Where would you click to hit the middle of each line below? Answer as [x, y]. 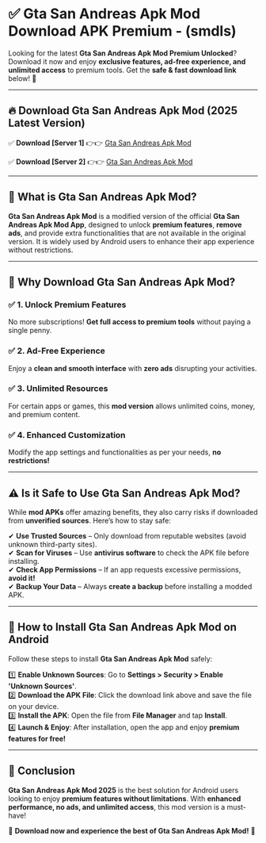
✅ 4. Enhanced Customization [67, 435]
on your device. [34, 706]
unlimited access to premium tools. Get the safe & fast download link [122, 70]
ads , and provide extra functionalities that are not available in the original [127, 233]
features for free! [37, 738]
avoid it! [22, 578]
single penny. [30, 331]
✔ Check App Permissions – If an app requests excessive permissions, [125, 569]
